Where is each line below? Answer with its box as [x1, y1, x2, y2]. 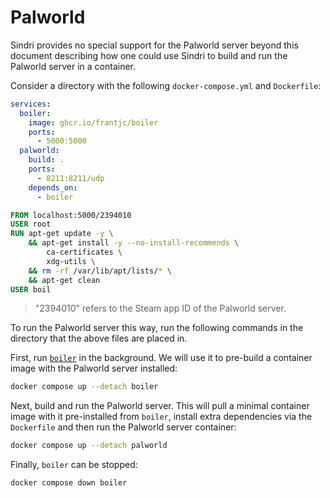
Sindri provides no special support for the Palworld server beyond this [10, 39, 299, 51]
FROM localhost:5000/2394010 [10, 210, 132, 220]
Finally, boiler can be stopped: [10, 459, 138, 471]
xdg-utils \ [46, 256, 97, 266]
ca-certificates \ [46, 247, 123, 258]
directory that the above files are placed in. [10, 332, 188, 345]
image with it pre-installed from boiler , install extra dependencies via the [10, 411, 313, 423]
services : [10, 99, 52, 109]
